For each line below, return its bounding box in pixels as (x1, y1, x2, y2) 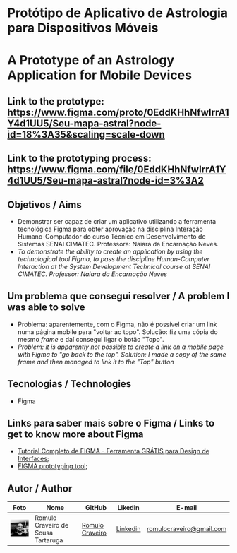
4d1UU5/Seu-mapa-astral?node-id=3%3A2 (7, 174, 205, 186)
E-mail (176, 503, 197, 511)
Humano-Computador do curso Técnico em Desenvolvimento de (17, 232, 206, 241)
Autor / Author (7, 482, 73, 494)
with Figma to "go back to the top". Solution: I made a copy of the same (17, 350, 227, 358)
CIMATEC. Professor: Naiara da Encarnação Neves (17, 270, 168, 278)
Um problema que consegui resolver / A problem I (7, 290, 230, 302)
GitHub (85, 503, 107, 511)
